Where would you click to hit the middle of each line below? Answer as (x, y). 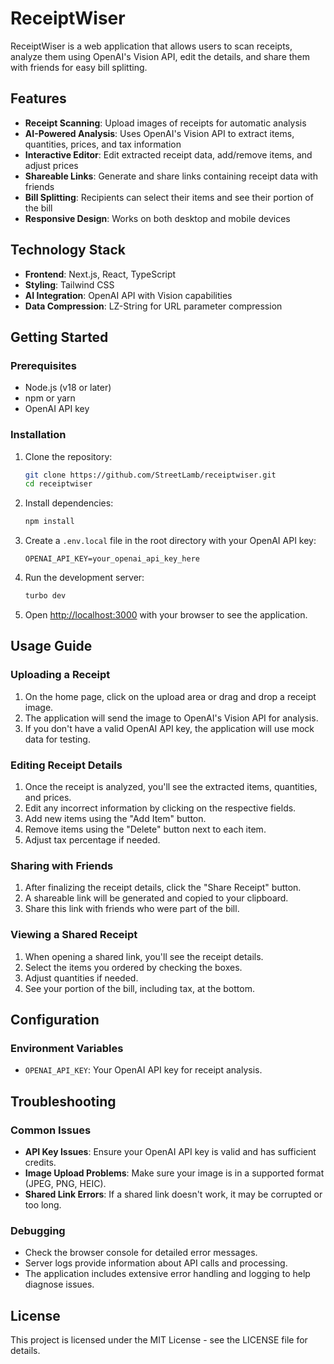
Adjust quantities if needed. (81, 978)
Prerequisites (43, 365)
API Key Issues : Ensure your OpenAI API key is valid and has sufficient (170, 1151)
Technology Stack (68, 250)
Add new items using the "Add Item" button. (115, 819)
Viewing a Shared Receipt (74, 935)
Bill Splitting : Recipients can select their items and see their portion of (169, 197)
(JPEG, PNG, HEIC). (65, 1183)
